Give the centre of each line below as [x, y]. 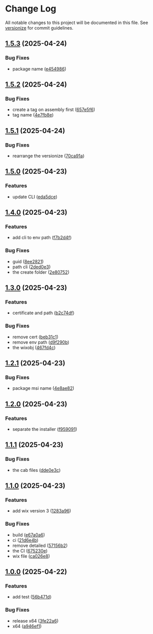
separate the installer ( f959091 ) [45, 429]
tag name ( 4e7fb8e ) [33, 115]
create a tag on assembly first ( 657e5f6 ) [54, 110]
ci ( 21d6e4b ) [25, 540]
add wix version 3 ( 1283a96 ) [42, 511]
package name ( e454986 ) [39, 69]
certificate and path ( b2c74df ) [43, 313]
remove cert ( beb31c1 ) [35, 337]
